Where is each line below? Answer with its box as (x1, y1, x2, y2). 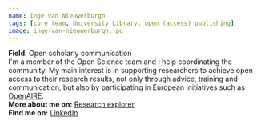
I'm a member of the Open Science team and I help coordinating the (8, 57, 232, 67)
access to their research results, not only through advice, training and (8, 74, 239, 84)
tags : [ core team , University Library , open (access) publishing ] (8, 19, 235, 27)
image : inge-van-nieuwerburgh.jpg (8, 26, 124, 34)
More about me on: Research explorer (8, 99, 135, 109)
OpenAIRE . (8, 91, 44, 101)
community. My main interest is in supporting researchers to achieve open (8, 66, 254, 75)
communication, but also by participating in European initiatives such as (8, 83, 246, 92)
